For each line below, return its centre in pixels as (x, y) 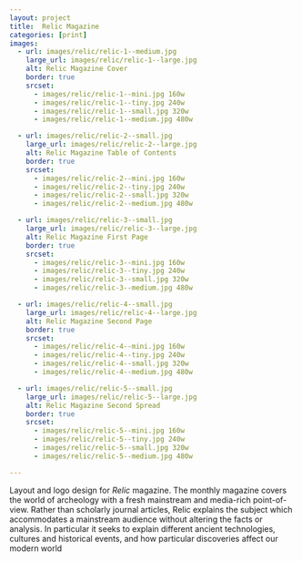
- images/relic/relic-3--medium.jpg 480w (113, 288)
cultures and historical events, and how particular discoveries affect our (144, 538)
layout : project (40, 18)
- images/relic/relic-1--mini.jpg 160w (109, 94)
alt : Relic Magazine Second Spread (93, 405)
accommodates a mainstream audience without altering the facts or (136, 519)
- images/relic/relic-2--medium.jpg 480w (113, 204)
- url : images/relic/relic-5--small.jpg (95, 388)
